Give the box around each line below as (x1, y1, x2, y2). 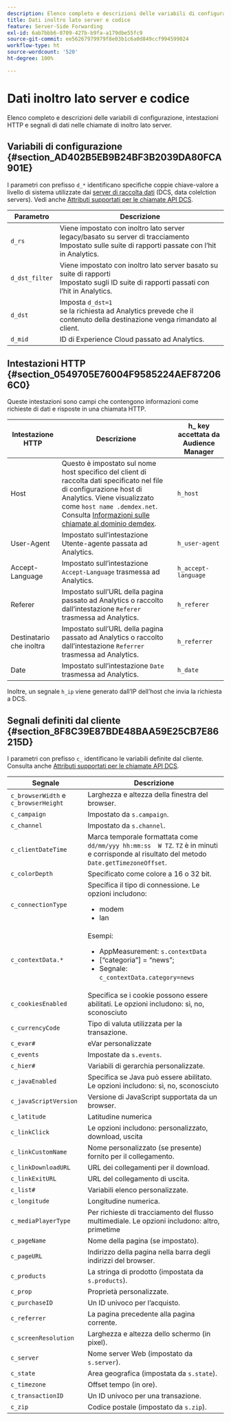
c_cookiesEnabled (10, 1000, 67, 1008)
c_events (10, 1051, 39, 1059)
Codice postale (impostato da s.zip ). (87, 1402, 208, 1412)
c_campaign (10, 810, 46, 819)
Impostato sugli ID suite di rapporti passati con (59, 277, 210, 287)
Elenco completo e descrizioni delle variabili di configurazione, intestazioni (7, 113, 219, 121)
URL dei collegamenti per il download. (87, 1163, 210, 1172)
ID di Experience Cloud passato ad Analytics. (59, 334, 205, 344)
